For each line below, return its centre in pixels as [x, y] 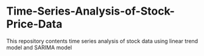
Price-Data [34, 24]
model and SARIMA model [39, 47]
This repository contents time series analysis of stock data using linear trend [102, 41]
